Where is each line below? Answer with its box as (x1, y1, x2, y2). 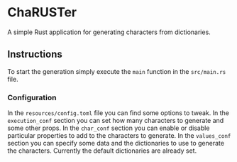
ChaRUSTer (7, 4, 77, 21)
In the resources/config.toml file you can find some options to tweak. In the (7, 109, 229, 117)
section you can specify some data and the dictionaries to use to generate (7, 139, 225, 148)
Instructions (7, 48, 62, 60)
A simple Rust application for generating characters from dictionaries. (7, 28, 211, 36)
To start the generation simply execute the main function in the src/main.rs (7, 67, 226, 75)
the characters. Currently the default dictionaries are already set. (7, 146, 197, 155)
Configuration (7, 92, 57, 102)
